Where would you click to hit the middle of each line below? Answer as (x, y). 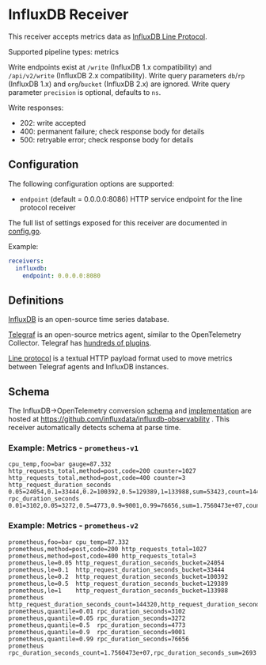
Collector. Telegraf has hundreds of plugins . (80, 343)
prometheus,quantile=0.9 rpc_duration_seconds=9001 (97, 632)
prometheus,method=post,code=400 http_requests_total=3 (102, 556)
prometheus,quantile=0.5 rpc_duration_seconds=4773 (97, 625)
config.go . (25, 231)
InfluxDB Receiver (68, 15)
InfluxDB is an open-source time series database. (89, 319)
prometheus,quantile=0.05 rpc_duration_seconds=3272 (97, 618)
